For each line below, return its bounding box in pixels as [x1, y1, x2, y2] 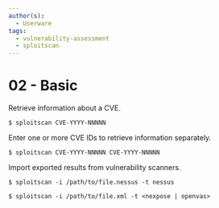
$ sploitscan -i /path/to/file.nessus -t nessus [8, 178, 175, 186]
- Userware [15, 19, 52, 27]
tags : [8, 27, 27, 35]
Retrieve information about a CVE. [8, 103, 121, 113]
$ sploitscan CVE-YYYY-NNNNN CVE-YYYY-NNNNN [8, 148, 160, 157]
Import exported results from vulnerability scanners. [8, 163, 181, 173]
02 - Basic [8, 77, 78, 95]
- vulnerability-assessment [15, 34, 110, 43]
